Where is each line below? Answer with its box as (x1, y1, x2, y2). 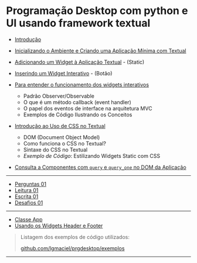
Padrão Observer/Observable (23, 92, 95, 99)
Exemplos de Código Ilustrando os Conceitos (23, 111, 133, 118)
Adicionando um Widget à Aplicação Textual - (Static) (14, 58, 145, 65)
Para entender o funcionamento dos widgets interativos (14, 81, 150, 88)
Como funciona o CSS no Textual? (23, 140, 107, 147)
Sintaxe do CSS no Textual (23, 146, 88, 153)
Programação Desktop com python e (6, 4, 188, 18)
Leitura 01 (14, 186, 39, 193)
